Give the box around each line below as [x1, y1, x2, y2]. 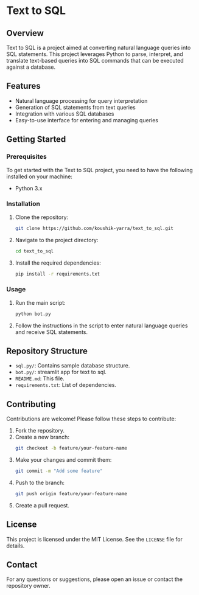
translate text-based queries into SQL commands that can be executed [6, 57, 184, 64]
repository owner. [6, 582, 51, 590]
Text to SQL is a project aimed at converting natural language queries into [6, 44, 191, 51]
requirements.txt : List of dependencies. [15, 381, 117, 389]
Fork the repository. [15, 427, 65, 434]
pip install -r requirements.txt [15, 271, 100, 277]
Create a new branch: [15, 433, 70, 441]
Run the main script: [15, 299, 66, 306]
